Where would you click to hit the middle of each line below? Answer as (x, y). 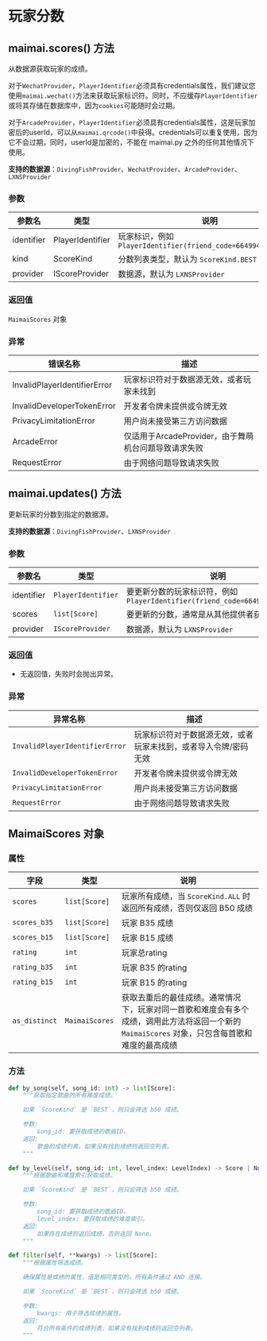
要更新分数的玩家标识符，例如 (182, 591)
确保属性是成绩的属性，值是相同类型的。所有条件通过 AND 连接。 (114, 1277)
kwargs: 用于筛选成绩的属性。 (81, 1313)
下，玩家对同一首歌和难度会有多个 (186, 1010)
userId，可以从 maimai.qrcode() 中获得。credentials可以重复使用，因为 (143, 132)
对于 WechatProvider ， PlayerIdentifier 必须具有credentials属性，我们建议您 (132, 85)
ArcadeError (35, 441)
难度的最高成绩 (150, 1045)
